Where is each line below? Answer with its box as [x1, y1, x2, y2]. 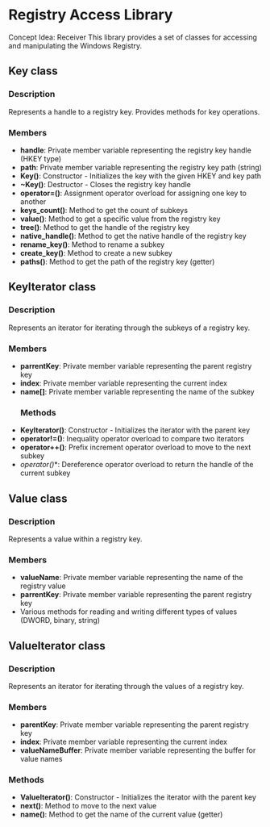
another [19, 196, 47, 207]
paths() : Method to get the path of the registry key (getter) [19, 257, 215, 266]
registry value [19, 581, 66, 591]
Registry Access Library [8, 6, 173, 24]
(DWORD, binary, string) [19, 616, 101, 625]
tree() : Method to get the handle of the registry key [19, 222, 190, 232]
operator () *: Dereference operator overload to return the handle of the [19, 460, 254, 470]
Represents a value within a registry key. [8, 534, 143, 544]
